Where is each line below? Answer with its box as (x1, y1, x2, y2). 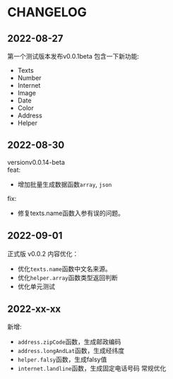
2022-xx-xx (7, 303, 61, 315)
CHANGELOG (7, 4, 87, 21)
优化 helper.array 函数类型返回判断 (17, 273, 118, 281)
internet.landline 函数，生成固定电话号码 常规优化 (17, 364, 167, 373)
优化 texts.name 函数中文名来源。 (17, 264, 112, 273)
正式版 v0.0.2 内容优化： (7, 249, 79, 258)
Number (17, 74, 42, 82)
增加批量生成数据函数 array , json (17, 180, 112, 188)
